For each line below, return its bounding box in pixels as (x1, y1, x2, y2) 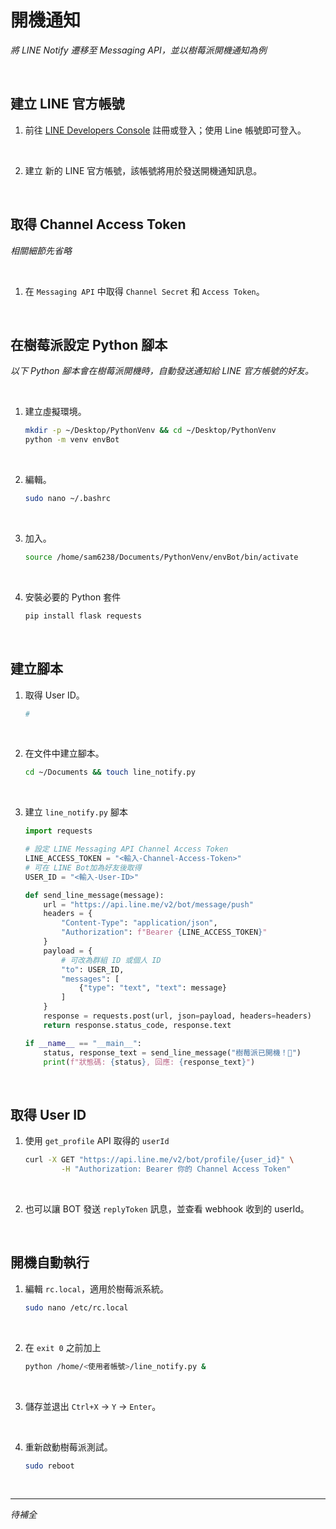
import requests (24, 826, 93, 836)
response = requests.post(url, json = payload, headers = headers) (43, 1011, 313, 1021)
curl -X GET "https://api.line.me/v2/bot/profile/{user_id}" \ (24, 1155, 295, 1165)
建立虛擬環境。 (24, 406, 87, 418)
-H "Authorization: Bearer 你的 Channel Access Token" (61, 1164, 292, 1175)
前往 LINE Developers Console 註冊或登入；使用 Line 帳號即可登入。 (24, 124, 307, 136)
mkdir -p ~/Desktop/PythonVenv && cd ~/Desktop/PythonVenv (24, 426, 277, 436)
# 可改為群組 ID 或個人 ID (61, 955, 162, 965)
